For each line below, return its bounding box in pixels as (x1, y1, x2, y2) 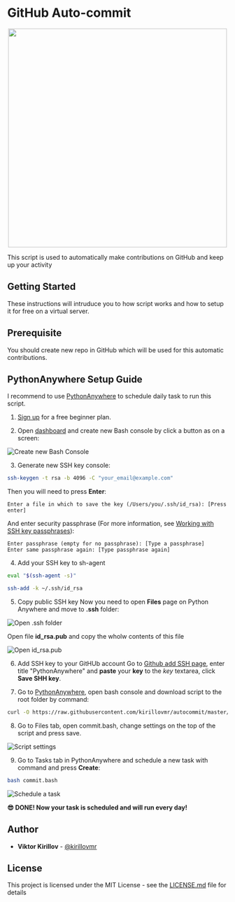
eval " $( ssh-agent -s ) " (7, 572, 77, 579)
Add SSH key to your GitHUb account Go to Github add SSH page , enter (17, 660, 225, 667)
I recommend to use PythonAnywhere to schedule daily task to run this (7, 392, 212, 401)
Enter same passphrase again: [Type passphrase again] (7, 546, 171, 554)
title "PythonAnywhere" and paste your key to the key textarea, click (17, 667, 215, 675)
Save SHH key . (17, 674, 62, 682)
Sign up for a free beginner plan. (17, 413, 112, 422)
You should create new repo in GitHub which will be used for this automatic (7, 345, 224, 354)
